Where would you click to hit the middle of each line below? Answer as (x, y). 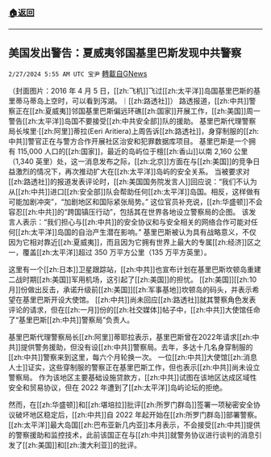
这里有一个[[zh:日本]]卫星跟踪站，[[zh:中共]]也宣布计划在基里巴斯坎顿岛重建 (135, 270)
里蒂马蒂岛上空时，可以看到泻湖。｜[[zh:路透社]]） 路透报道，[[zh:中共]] (129, 101)
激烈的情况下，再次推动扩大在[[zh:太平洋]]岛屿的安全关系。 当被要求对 (132, 172)
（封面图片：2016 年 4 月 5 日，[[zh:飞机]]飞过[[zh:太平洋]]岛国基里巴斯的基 (134, 91)
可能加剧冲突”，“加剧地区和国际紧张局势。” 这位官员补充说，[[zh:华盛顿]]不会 (135, 202)
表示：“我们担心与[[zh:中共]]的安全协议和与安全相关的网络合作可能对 (137, 222)
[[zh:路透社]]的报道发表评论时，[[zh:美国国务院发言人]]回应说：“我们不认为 (133, 182)
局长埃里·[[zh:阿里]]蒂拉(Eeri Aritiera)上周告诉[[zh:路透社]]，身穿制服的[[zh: (134, 132)
